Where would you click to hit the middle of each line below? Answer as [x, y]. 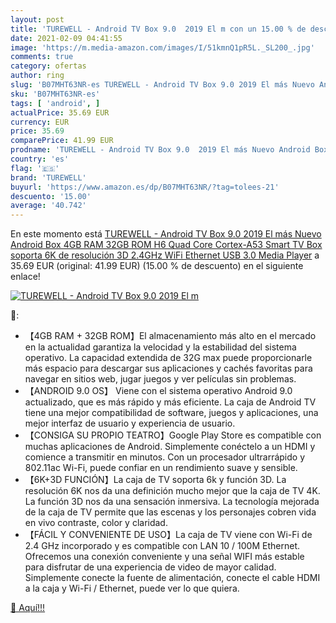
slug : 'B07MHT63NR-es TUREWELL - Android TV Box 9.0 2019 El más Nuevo [162, 85]
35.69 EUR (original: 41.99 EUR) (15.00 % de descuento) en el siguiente [157, 266]
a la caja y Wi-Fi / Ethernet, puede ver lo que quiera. [132, 588]
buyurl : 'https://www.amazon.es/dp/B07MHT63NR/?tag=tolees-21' [145, 187]
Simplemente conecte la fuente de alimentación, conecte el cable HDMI [172, 578]
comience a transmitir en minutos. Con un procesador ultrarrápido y [165, 457]
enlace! [25, 277]
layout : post [37, 19]
